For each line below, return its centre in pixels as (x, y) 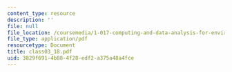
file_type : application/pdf (48, 39)
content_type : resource (41, 13)
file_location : (29, 33)
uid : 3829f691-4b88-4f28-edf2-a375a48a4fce (71, 58)
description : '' (30, 20)
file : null (23, 26)
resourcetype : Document (41, 45)
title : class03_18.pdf (40, 52)
